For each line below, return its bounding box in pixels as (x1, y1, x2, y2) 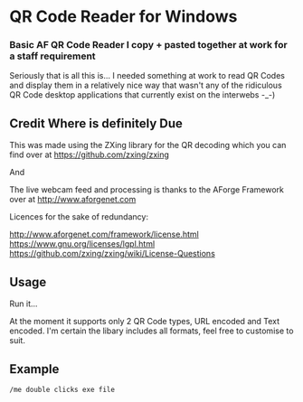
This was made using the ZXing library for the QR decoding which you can (9, 140, 287, 151)
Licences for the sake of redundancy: (9, 211, 149, 222)
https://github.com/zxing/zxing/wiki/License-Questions (9, 248, 215, 259)
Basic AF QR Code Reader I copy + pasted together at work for (9, 39, 288, 51)
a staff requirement (9, 50, 97, 62)
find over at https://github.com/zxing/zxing (9, 149, 170, 160)
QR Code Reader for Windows (9, 6, 238, 27)
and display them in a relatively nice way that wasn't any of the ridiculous (9, 79, 282, 91)
